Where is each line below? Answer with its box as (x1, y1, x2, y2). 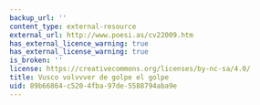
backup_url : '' (9, 13, 68, 23)
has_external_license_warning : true (9, 47, 149, 57)
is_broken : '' (9, 56, 64, 65)
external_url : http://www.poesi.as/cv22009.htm (9, 30, 194, 39)
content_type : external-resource (9, 22, 137, 31)
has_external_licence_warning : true (9, 38, 149, 48)
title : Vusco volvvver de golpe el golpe (9, 73, 170, 82)
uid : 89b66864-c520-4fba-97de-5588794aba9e (9, 81, 178, 90)
